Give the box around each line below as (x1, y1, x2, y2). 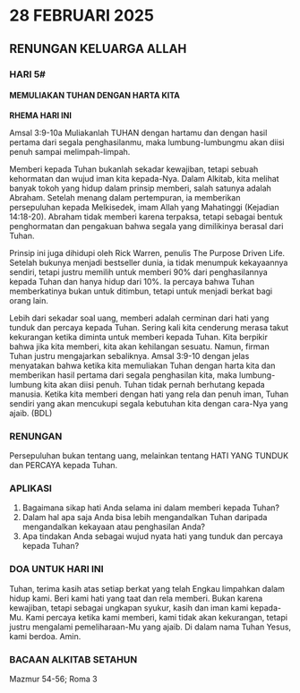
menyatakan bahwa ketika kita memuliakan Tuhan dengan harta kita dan (9, 360, 276, 371)
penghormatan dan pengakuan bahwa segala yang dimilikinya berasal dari (9, 220, 284, 231)
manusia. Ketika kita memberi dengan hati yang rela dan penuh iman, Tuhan (9, 389, 289, 399)
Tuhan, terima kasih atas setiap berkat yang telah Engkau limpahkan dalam (9, 583, 285, 594)
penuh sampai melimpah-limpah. (9, 146, 131, 157)
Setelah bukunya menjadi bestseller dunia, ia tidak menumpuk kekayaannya (9, 257, 288, 268)
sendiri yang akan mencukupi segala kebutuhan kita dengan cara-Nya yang (9, 398, 288, 408)
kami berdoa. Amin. (9, 630, 81, 641)
